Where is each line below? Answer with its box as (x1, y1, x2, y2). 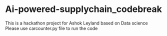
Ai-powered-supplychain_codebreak (5, 3, 162, 15)
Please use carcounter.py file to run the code (5, 25, 98, 31)
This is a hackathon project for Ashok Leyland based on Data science (5, 20, 148, 26)
